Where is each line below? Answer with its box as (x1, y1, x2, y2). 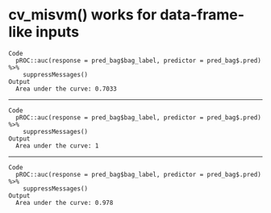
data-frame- (160, 6, 244, 24)
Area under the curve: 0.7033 (15, 85, 117, 93)
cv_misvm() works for (8, 6, 157, 24)
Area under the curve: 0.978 (15, 198, 114, 207)
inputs (35, 23, 79, 41)
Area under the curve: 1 (15, 141, 99, 150)
